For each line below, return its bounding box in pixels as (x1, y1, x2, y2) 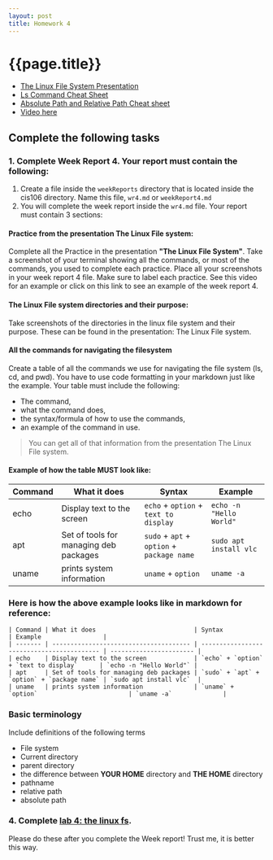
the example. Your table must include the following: (8, 380, 180, 391)
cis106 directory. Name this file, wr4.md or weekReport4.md (19, 193, 212, 203)
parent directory (19, 760, 75, 770)
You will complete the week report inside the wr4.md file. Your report (19, 201, 248, 212)
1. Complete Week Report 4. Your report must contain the (8, 155, 238, 167)
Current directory (19, 752, 79, 762)
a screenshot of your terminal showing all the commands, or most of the (8, 255, 250, 265)
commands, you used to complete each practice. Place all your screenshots (8, 264, 262, 273)
